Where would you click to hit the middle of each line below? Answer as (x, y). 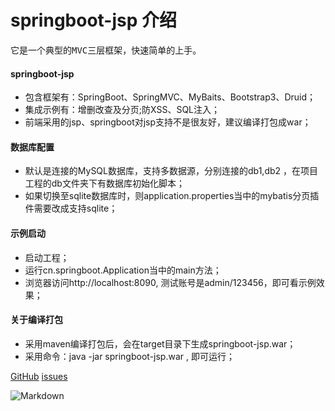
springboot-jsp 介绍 (94, 20)
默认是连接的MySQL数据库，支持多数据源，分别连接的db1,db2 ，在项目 (171, 171)
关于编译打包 (36, 320)
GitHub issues (39, 376)
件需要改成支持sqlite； (71, 208)
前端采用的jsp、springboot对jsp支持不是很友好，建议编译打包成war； (168, 122)
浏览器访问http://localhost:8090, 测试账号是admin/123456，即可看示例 (170, 282)
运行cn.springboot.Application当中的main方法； (123, 270)
